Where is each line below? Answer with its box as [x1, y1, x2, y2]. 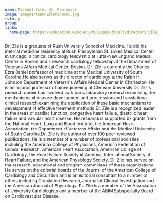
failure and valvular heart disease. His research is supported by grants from [5, 115, 156, 121]
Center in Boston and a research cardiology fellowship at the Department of [5, 59, 156, 64]
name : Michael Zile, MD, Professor [5, 7, 77, 12]
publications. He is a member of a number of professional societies [5, 136, 139, 142]
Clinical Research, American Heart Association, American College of [5, 147, 142, 152]
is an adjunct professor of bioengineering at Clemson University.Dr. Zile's [5, 85, 151, 90]
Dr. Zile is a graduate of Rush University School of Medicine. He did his [5, 43, 147, 49]
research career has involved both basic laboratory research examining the [5, 90, 155, 95]
